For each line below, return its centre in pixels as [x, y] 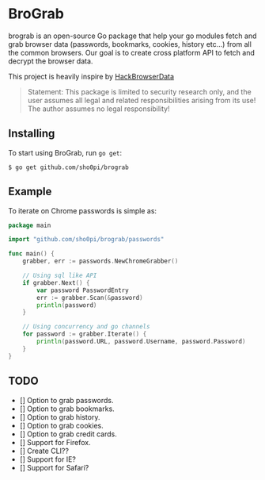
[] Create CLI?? [44, 451]
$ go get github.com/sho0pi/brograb [68, 167]
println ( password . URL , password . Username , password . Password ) [141, 342]
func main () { [32, 254]
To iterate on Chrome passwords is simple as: [82, 210]
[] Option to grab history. [60, 417]
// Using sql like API [60, 276]
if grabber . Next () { [56, 282]
